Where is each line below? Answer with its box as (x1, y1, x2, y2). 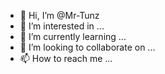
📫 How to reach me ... (19, 53, 113, 64)
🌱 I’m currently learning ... (19, 31, 127, 42)
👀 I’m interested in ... (19, 20, 105, 32)
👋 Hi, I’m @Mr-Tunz (19, 10, 100, 21)
